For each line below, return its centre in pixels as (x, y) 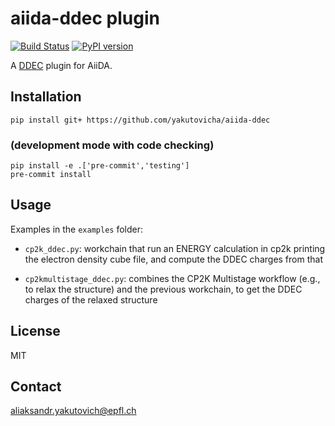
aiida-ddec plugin (85, 18)
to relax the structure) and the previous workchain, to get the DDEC (163, 289)
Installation (46, 97)
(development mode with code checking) (112, 145)
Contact (36, 387)
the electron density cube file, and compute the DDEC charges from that (173, 259)
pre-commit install (51, 175)
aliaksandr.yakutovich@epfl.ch (73, 411)
